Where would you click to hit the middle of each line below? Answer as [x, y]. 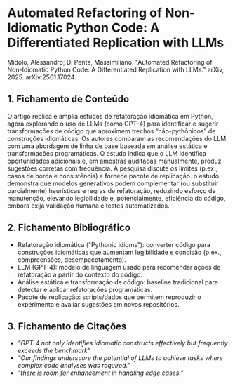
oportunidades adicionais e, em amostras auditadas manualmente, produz [114, 161]
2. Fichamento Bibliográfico [69, 228]
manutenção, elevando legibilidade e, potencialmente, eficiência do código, [116, 198]
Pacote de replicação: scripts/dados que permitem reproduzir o [109, 297]
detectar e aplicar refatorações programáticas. [85, 289]
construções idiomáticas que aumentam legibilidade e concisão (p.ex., [119, 252]
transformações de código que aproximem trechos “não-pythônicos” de [112, 131]
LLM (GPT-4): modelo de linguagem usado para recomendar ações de [119, 267]
